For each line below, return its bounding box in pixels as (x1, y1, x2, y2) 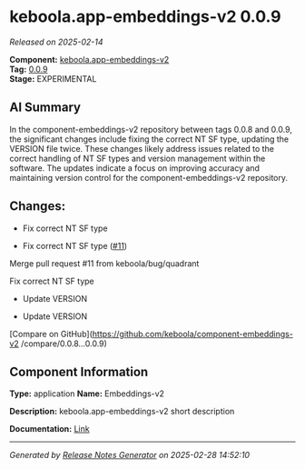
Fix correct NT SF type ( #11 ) (22, 240, 128, 251)
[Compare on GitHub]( (9, 328, 93, 339)
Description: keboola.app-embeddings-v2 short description (9, 406, 235, 417)
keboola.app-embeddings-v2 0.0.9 (9, 6, 281, 27)
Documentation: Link (9, 424, 90, 434)
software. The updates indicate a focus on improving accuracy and (9, 162, 261, 174)
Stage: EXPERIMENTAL (9, 73, 97, 84)
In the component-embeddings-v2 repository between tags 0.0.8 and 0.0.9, (9, 124, 293, 135)
